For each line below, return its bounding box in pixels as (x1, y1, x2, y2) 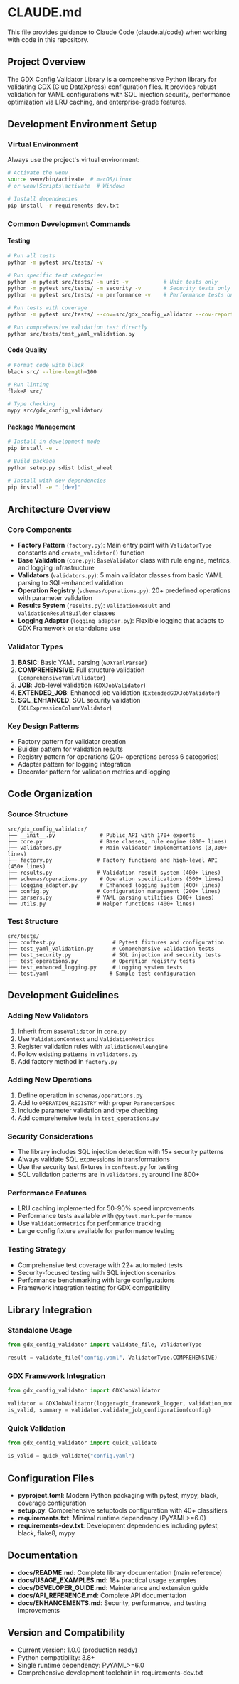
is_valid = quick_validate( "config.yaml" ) (7, 1452, 135, 1460)
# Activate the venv (7, 169, 69, 176)
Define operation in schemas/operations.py (17, 1091, 143, 1099)
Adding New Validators (7, 1011, 89, 1020)
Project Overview (7, 56, 86, 68)
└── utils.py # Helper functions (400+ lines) (7, 900, 196, 907)
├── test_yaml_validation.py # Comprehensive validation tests (7, 945, 215, 952)
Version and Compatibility (7, 1626, 126, 1639)
